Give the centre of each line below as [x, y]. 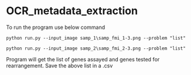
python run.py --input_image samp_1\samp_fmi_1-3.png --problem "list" [96, 38]
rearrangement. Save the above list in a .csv [60, 66]
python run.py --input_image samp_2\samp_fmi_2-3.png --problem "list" [96, 48]
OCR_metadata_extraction [72, 11]
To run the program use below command [55, 27]
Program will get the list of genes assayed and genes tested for [83, 59]
